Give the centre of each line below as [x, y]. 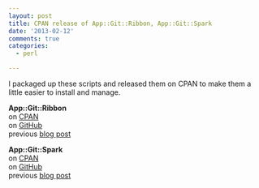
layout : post [30, 16]
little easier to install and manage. [65, 92]
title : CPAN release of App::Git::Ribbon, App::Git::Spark [110, 23]
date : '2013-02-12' [41, 31]
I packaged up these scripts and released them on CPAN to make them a [130, 83]
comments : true [34, 38]
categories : [28, 46]
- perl [27, 53]
